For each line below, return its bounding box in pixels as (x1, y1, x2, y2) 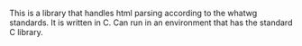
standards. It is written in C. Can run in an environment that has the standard (9, 17, 293, 28)
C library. (9, 27, 43, 37)
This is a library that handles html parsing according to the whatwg (9, 8, 258, 18)
